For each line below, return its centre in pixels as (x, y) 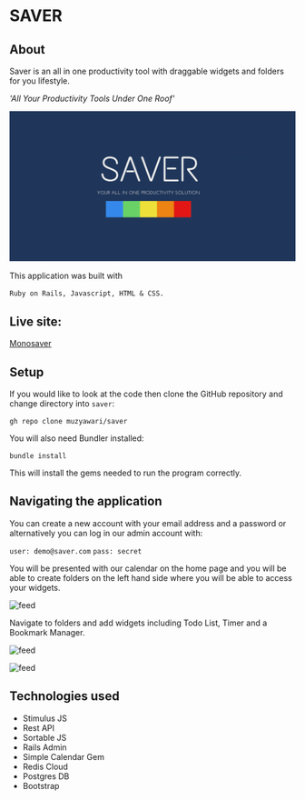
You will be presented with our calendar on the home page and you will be (148, 568)
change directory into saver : (62, 403)
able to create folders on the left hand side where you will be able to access (151, 577)
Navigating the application (86, 501)
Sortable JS (44, 737)
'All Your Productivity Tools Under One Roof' (92, 98)
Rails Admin (44, 747)
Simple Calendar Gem (63, 756)
